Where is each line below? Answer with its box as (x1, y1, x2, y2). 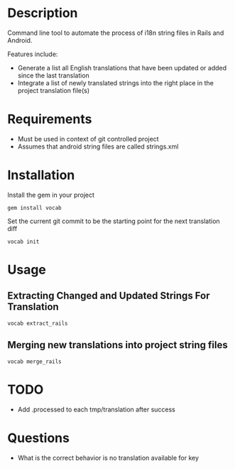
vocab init (7, 238, 40, 245)
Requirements (7, 112, 92, 127)
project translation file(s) (17, 86, 90, 95)
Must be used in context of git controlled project (17, 134, 159, 143)
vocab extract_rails (7, 320, 69, 327)
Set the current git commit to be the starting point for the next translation (7, 217, 220, 225)
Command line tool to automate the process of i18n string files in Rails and (7, 28, 224, 37)
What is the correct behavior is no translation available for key (17, 453, 200, 462)
